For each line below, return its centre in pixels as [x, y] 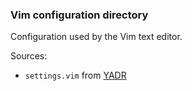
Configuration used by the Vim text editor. [96, 37]
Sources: [29, 56]
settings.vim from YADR [75, 75]
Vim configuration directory [79, 15]
